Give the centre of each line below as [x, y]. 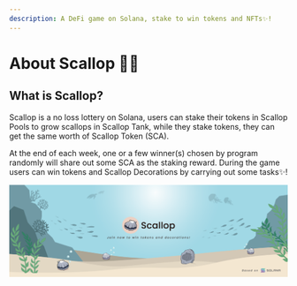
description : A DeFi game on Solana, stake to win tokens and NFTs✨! [141, 19]
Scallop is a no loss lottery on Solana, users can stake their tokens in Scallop [148, 117]
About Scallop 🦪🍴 [74, 63]
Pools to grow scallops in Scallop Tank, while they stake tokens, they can [142, 126]
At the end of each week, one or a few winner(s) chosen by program [134, 153]
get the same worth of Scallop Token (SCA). [89, 136]
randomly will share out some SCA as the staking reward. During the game [145, 162]
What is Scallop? [56, 96]
